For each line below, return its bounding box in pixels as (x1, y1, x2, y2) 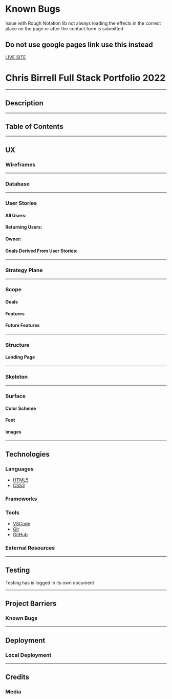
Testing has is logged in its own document (5, 579, 95, 585)
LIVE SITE (5, 54, 26, 60)
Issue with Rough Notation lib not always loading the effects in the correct (5, 20, 161, 26)
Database (5, 180, 30, 187)
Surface (5, 392, 26, 400)
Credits (5, 673, 30, 682)
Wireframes (5, 161, 36, 168)
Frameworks (5, 495, 37, 502)
